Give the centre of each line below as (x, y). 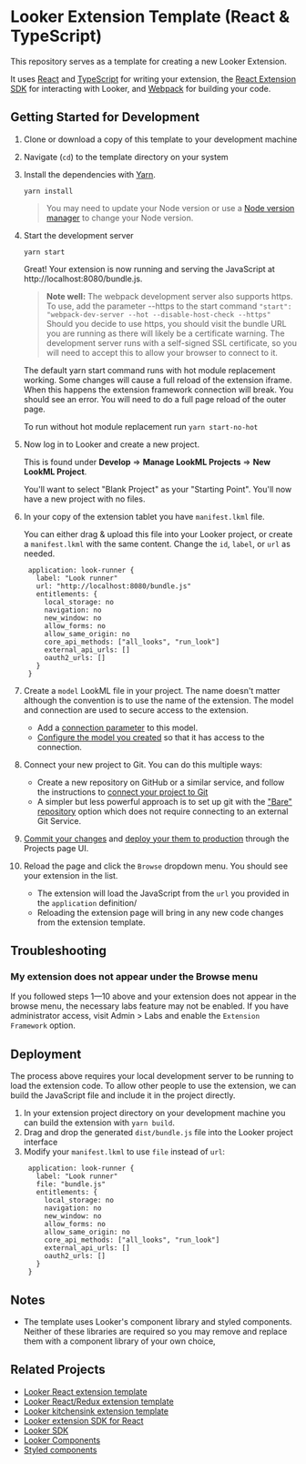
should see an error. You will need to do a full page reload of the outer (155, 399)
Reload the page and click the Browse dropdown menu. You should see (156, 866)
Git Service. (59, 820)
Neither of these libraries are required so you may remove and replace (155, 1332)
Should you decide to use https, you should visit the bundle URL (166, 323)
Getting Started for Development (105, 117)
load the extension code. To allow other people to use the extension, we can (153, 1086)
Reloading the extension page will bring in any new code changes (160, 912)
